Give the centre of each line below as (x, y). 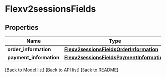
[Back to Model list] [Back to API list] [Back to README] (62, 70)
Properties (22, 27)
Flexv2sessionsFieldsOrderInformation (111, 49)
